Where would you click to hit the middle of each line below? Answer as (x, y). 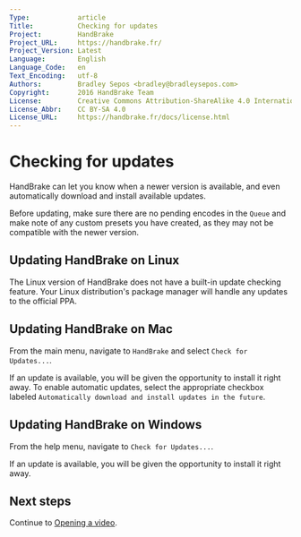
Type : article (57, 17)
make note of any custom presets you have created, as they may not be (142, 223)
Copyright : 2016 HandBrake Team (82, 92)
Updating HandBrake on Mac (91, 329)
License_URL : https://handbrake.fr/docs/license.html (120, 117)
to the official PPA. (43, 301)
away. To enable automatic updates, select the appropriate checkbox (137, 387)
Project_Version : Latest (56, 51)
